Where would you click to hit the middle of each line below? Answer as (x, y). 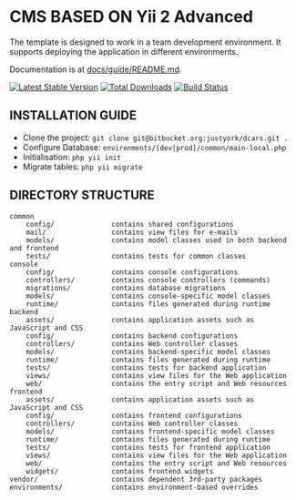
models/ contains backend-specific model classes (148, 352)
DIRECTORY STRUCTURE (82, 195)
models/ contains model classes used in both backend (156, 240)
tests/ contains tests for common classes (136, 256)
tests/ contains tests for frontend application (148, 447)
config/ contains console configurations (132, 272)
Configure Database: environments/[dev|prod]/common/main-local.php (154, 147)
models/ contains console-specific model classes (148, 296)
